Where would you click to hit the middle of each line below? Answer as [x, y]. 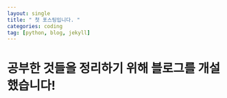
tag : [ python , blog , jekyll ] [49, 33]
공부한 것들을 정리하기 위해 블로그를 [101, 69]
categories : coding [35, 26]
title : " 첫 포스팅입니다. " [44, 20]
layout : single [29, 13]
